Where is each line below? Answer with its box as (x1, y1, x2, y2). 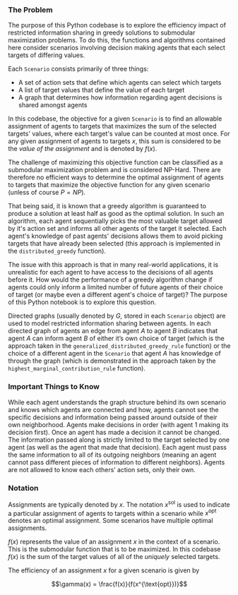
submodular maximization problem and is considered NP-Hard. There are (8, 166, 221, 174)
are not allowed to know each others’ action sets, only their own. (8, 465, 196, 474)
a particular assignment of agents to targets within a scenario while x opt (8, 507, 217, 517)
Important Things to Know (8, 382, 100, 392)
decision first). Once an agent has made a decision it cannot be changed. (8, 428, 222, 436)
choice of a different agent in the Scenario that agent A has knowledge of (8, 349, 221, 358)
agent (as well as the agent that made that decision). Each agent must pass (8, 443, 227, 451)
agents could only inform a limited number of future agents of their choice (8, 283, 223, 292)
